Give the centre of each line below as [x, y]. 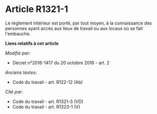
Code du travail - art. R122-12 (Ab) [48, 82]
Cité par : [14, 91]
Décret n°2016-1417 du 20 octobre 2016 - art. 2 [61, 62]
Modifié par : [18, 53]
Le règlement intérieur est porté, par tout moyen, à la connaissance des [78, 23]
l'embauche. [18, 33]
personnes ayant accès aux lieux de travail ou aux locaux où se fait [74, 28]
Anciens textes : [21, 72]
